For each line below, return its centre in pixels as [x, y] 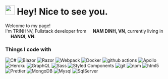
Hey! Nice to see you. [63, 12]
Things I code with [28, 49]
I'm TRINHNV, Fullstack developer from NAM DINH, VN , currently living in [84, 31]
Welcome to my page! [28, 26]
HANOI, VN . [23, 36]
